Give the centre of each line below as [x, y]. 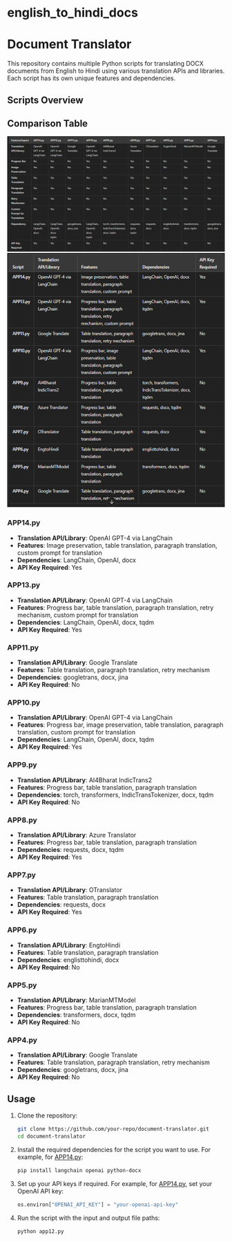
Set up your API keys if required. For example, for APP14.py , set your [115, 1183]
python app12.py [40, 1231]
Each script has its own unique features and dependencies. [91, 78]
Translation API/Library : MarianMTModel [76, 1000]
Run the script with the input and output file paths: [88, 1218]
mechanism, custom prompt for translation [78, 615]
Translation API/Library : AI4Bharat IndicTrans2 [85, 780]
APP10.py [24, 703]
